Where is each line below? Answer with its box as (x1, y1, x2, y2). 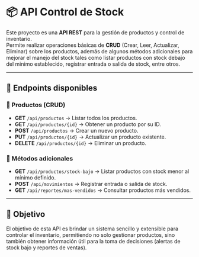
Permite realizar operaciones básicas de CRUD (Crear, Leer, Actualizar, (6, 41, 179, 49)
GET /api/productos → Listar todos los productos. (14, 114, 137, 121)
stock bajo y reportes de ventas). (6, 244, 87, 251)
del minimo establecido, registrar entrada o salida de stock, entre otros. (6, 60, 181, 68)
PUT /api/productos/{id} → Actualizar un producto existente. (14, 133, 166, 140)
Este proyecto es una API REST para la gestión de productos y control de (6, 28, 185, 36)
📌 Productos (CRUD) (6, 101, 66, 109)
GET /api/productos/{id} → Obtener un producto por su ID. (14, 120, 162, 128)
